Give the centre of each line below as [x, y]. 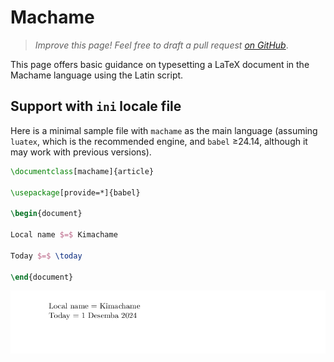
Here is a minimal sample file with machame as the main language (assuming [164, 130]
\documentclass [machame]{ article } [82, 171]
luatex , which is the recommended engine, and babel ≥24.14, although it [159, 141]
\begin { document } [46, 214]
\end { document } [42, 277]
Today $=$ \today [46, 256]
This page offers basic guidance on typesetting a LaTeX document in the [160, 64]
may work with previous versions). [81, 152]
